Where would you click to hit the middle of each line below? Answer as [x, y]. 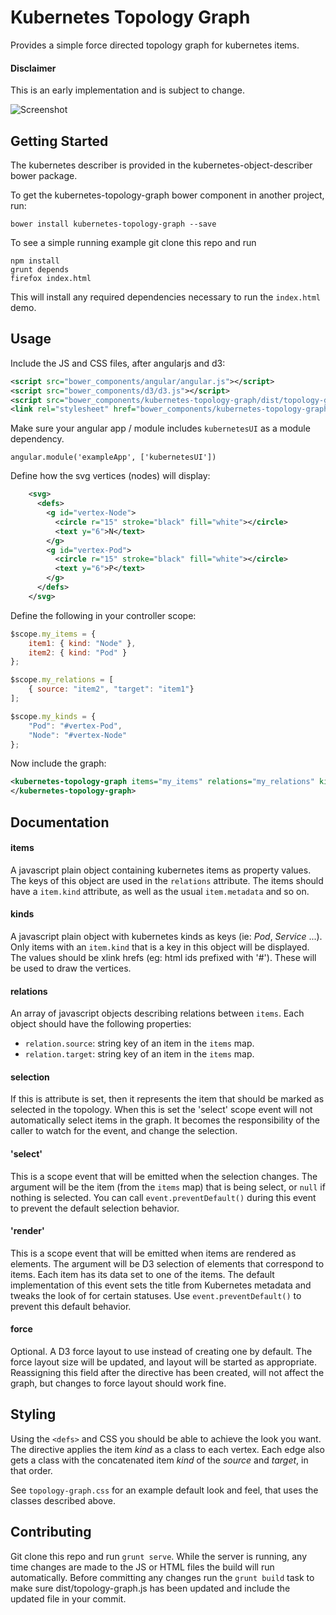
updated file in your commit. [68, 1598]
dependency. [37, 439]
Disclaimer [33, 68]
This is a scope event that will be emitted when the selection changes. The [164, 1176]
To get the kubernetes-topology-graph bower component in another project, [167, 195]
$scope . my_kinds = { [53, 716]
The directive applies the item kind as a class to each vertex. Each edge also [167, 1449]
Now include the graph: [58, 763]
